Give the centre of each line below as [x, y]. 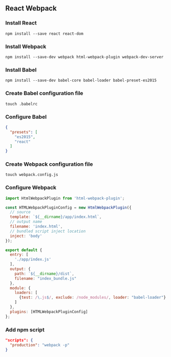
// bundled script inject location [48, 231]
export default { [24, 250]
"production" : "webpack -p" [40, 345]
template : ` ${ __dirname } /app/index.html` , [56, 217]
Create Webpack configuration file [49, 164]
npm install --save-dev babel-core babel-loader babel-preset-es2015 [81, 81]
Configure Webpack [31, 188]
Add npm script [25, 329]
